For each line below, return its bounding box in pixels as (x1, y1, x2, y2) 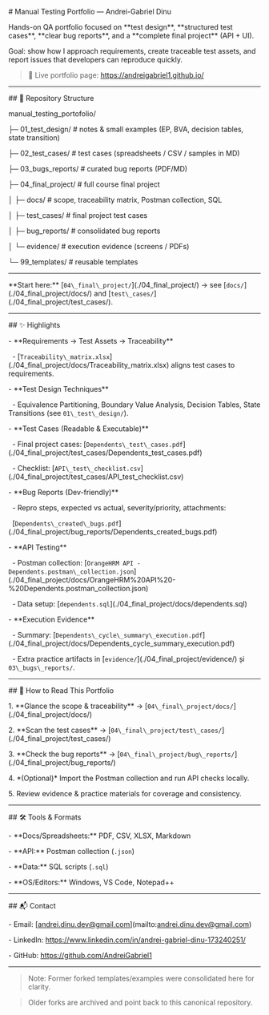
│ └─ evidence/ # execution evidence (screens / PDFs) (8, 242, 190, 251)
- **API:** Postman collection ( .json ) (8, 847, 134, 856)
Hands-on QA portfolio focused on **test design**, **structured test (8, 22, 234, 31)
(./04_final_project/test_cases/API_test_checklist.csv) (8, 472, 184, 481)
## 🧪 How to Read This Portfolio (8, 686, 114, 695)
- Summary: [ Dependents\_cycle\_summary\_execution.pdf (11, 630, 203, 639)
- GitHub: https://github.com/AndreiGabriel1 (8, 951, 152, 960)
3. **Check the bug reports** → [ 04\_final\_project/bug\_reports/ (8, 749, 235, 759)
